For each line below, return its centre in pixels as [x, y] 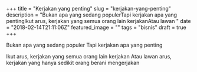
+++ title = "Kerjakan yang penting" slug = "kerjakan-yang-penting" [88, 9]
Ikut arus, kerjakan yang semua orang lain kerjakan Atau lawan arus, [89, 56]
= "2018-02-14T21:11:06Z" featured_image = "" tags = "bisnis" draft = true [96, 27]
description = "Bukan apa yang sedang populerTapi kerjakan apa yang [92, 15]
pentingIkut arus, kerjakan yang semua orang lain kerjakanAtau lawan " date [98, 21]
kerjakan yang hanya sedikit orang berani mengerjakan [73, 63]
